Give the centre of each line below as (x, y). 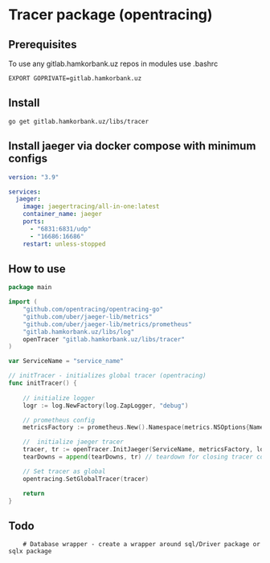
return (34, 493)
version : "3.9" (34, 177)
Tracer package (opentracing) (110, 15)
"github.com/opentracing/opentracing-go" (93, 310)
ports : (34, 222)
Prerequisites (43, 45)
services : (25, 192)
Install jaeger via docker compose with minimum (132, 146)
